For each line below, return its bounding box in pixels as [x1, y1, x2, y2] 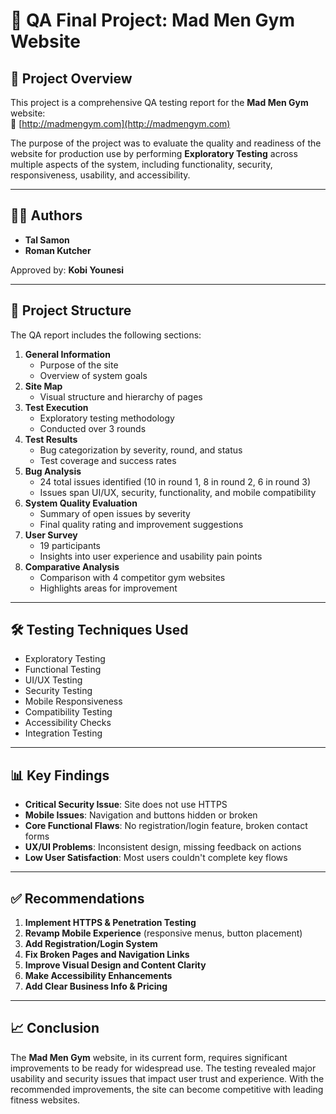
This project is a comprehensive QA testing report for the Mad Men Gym [10, 97, 309, 108]
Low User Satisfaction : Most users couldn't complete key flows [24, 852, 288, 864]
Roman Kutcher [24, 244, 92, 256]
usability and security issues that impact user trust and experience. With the [10, 1072, 325, 1084]
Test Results [24, 433, 78, 445]
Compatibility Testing [24, 706, 113, 718]
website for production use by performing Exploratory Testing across [10, 148, 298, 159]
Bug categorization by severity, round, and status [39, 444, 243, 456]
